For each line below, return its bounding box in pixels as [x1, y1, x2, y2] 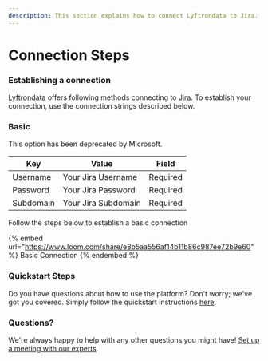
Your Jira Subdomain [62, 197, 141, 208]
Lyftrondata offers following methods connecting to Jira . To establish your [8, 93, 251, 102]
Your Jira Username [62, 172, 138, 183]
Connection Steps [8, 46, 130, 64]
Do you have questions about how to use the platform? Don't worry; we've [8, 288, 253, 298]
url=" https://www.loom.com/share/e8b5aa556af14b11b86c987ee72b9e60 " [8, 242, 254, 252]
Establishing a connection [8, 74, 112, 85]
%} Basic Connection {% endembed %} [8, 251, 140, 260]
